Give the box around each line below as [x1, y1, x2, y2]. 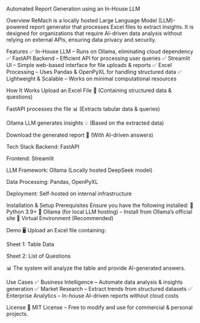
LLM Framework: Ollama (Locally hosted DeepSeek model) [6, 166, 153, 174]
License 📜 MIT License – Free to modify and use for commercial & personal [6, 304, 193, 311]
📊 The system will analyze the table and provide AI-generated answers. [6, 264, 186, 272]
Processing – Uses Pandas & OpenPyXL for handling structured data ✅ [6, 68, 182, 75]
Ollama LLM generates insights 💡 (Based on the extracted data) [6, 119, 164, 126]
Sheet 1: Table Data [6, 241, 54, 247]
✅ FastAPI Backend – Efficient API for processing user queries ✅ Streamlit [6, 54, 190, 62]
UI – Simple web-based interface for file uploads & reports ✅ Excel [6, 62, 172, 68]
